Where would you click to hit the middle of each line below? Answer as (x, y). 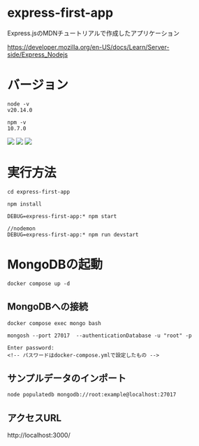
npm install (24, 204)
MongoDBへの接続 (48, 307)
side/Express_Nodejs (38, 55)
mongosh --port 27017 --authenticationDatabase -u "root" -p (99, 336)
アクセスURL (34, 418)
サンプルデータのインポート (67, 378)
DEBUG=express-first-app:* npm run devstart (73, 235)
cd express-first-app (39, 192)
